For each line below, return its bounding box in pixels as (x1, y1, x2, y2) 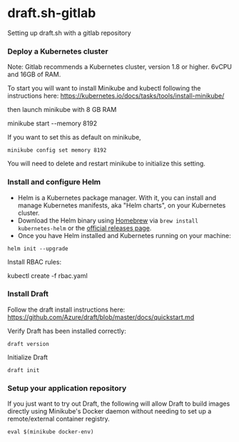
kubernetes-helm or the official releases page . (17, 223, 152, 232)
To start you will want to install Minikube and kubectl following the (7, 84, 201, 93)
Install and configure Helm (7, 177, 101, 187)
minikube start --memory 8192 (7, 119, 98, 128)
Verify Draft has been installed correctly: (7, 327, 126, 335)
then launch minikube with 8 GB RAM (7, 106, 117, 114)
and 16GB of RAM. (7, 70, 61, 79)
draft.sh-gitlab (7, 5, 96, 21)
